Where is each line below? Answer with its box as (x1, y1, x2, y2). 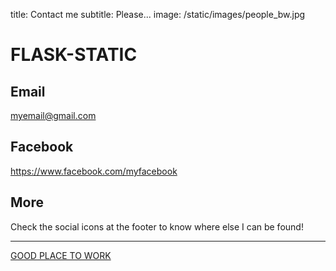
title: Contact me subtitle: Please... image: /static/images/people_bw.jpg (10, 9, 306, 20)
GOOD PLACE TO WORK (10, 249, 112, 261)
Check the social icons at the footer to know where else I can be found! (10, 220, 304, 233)
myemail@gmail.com (10, 110, 97, 121)
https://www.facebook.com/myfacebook (10, 165, 178, 177)
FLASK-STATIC (10, 44, 138, 66)
